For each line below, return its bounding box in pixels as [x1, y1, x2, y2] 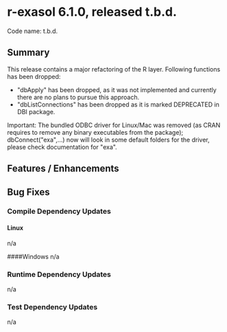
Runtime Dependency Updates [7, 269, 112, 279]
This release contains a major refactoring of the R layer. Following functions [7, 65, 221, 73]
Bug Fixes [7, 186, 50, 198]
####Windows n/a [7, 252, 60, 261]
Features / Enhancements [7, 163, 119, 175]
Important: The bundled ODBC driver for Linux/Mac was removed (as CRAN [7, 121, 221, 129]
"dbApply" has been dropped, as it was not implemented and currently [16, 85, 217, 93]
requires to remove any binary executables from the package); [7, 128, 184, 136]
